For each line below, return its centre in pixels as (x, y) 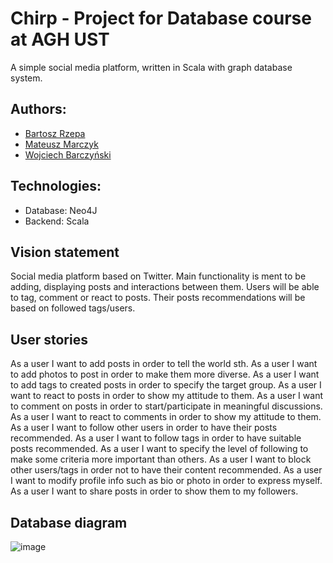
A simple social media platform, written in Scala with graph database (151, 67)
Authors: (38, 109)
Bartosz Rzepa (55, 133)
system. (26, 78)
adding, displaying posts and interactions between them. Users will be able (165, 287)
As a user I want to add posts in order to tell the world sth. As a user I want (164, 364)
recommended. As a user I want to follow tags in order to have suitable (156, 438)
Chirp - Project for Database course (161, 18)
